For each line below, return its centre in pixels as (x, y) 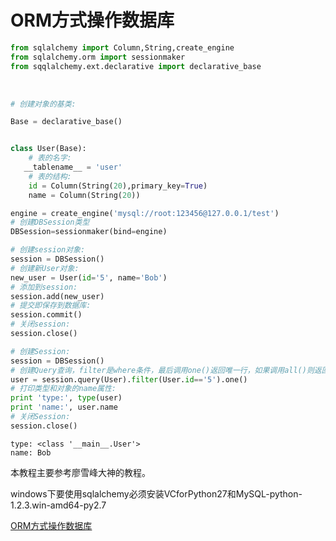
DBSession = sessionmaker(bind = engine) (89, 232)
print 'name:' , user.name (64, 407)
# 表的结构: (50, 176)
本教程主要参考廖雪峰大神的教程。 (80, 472)
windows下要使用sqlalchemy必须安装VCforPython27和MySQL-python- (156, 493)
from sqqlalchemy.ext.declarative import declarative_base (136, 66)
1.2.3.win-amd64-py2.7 (58, 505)
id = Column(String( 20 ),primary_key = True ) (118, 186)
